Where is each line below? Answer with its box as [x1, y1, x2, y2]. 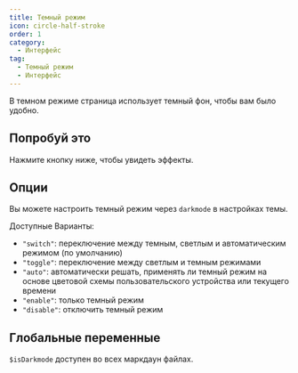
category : [9, 37, 46, 47]
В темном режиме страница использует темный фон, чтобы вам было [9, 95, 277, 106]
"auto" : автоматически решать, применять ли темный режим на [21, 266, 268, 277]
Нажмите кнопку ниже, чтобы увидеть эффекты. [9, 154, 194, 165]
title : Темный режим [9, 12, 86, 22]
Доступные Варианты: [9, 221, 95, 231]
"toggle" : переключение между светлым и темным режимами [21, 257, 262, 268]
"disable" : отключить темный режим [21, 304, 164, 315]
